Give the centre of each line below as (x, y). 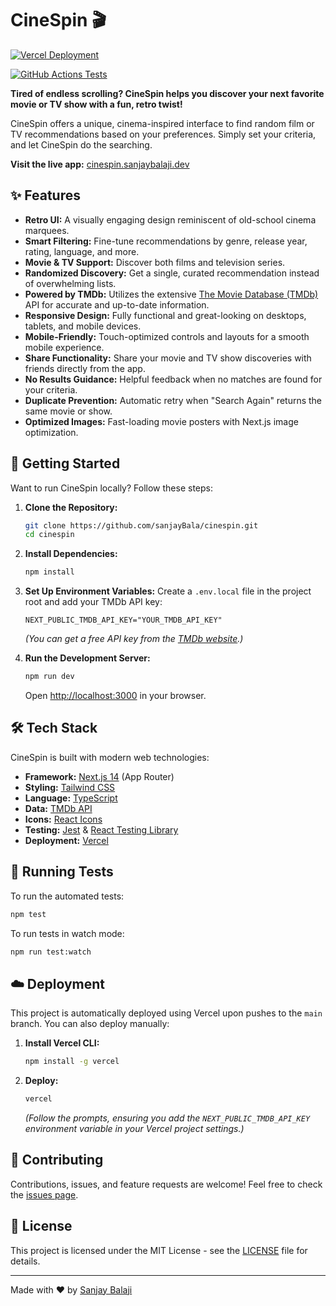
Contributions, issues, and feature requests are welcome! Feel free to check (166, 1184)
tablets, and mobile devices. (83, 326)
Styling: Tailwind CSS (70, 787)
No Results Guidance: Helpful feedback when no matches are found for (173, 379)
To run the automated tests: (67, 896)
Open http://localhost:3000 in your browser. (115, 696)
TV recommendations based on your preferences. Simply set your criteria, (163, 134)
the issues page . (44, 1194)
